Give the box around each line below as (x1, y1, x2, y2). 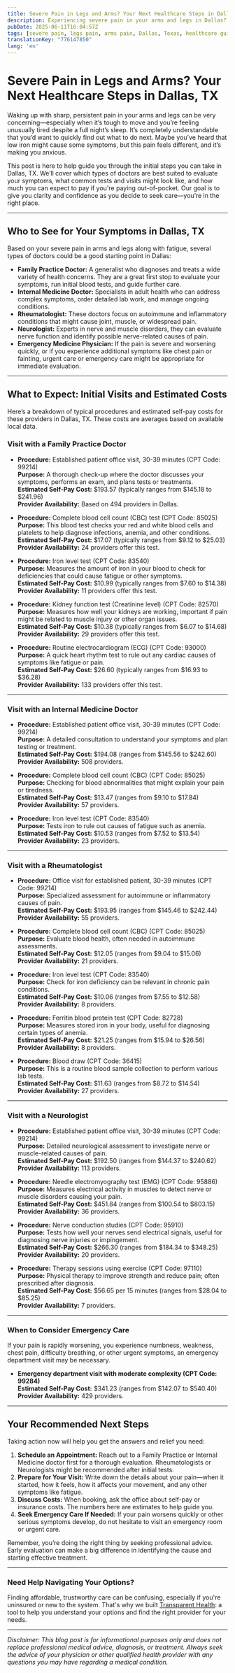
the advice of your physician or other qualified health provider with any (7, 1651, 213, 1659)
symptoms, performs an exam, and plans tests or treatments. (17, 477, 194, 486)
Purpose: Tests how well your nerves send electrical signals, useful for (17, 1228, 222, 1237)
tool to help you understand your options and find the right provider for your (7, 1608, 226, 1616)
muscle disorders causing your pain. (17, 1192, 122, 1200)
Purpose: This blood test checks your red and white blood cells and (17, 520, 213, 529)
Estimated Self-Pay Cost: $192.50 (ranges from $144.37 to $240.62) (17, 1156, 217, 1165)
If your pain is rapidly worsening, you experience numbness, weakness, (7, 1341, 214, 1350)
